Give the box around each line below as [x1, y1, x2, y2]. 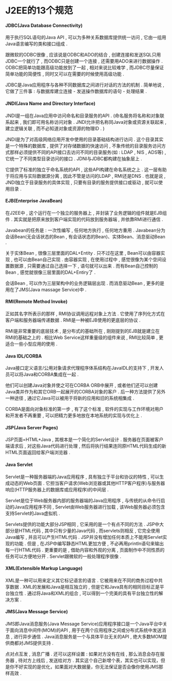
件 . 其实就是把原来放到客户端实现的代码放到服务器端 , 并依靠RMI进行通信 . [5, 216, 163, 222]
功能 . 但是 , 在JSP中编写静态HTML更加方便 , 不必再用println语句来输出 [14, 540, 164, 546]
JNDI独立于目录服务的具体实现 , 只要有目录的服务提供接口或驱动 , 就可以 [5, 179, 159, 185]
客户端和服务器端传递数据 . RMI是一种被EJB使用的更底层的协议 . [5, 317, 141, 323]
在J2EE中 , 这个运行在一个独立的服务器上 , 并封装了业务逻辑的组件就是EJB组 [5, 210, 167, 216]
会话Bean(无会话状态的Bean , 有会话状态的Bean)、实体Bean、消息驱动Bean [5, 233, 166, 239]
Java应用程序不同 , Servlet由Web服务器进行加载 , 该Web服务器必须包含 [14, 504, 165, 510]
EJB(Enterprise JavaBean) [5, 198, 63, 204]
